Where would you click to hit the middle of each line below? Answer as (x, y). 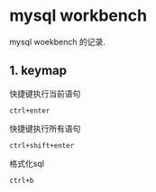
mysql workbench (78, 16)
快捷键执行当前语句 (45, 93)
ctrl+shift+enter (42, 145)
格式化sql (27, 163)
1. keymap (38, 71)
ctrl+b (22, 180)
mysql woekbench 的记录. (57, 41)
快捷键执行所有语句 (45, 128)
